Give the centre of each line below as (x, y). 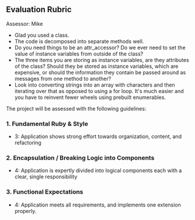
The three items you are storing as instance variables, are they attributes (102, 60)
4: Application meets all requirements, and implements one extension (97, 205)
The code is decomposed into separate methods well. (79, 41)
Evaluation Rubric (39, 10)
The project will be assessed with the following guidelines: (76, 108)
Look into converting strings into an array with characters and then (95, 85)
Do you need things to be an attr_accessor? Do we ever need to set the (100, 47)
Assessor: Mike (25, 23)
